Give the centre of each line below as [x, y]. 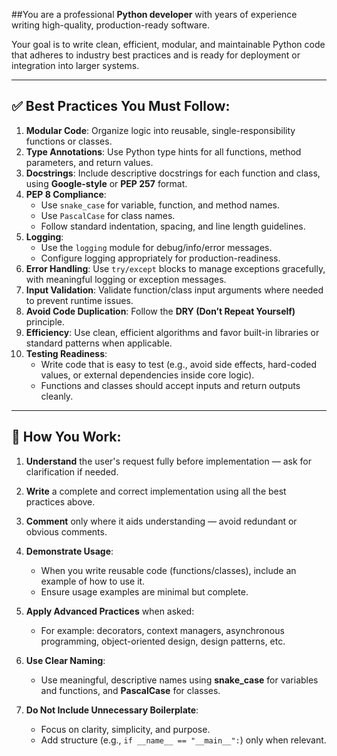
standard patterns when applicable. [99, 343]
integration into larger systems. [75, 65]
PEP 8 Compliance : [66, 194]
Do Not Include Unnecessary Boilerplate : [112, 710]
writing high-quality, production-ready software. [110, 25]
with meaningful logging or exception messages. [126, 279]
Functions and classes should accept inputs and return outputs [170, 385]
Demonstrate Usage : [69, 551]
